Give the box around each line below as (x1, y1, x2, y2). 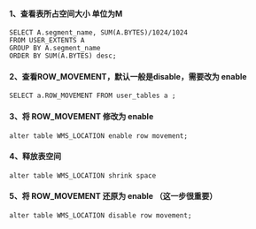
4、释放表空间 (9, 151, 62, 162)
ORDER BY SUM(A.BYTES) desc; (9, 51, 117, 61)
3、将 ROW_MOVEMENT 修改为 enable (9, 111, 154, 121)
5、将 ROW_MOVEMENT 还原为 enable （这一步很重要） (9, 191, 218, 202)
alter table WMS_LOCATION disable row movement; (9, 211, 192, 220)
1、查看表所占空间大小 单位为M (9, 8, 123, 19)
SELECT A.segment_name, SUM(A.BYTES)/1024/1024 (9, 28, 189, 37)
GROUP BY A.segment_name (9, 44, 101, 53)
